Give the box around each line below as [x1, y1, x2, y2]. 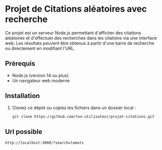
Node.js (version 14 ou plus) [12, 72, 69, 78]
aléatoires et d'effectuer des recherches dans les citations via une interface [5, 35, 157, 41]
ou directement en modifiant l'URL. [5, 45, 75, 51]
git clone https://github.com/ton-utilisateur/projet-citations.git [12, 114, 155, 119]
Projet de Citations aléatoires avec [5, 3, 147, 15]
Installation [5, 92, 40, 100]
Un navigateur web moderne [12, 77, 70, 83]
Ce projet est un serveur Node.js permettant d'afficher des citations [5, 30, 142, 36]
